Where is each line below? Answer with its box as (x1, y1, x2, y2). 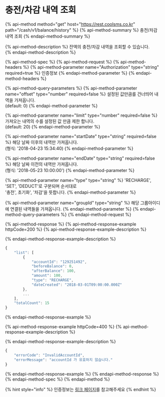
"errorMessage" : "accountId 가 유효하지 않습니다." (14, 357, 113, 362)
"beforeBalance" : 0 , (31, 264, 74, 269)
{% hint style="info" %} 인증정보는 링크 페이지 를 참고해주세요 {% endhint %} (5, 386, 156, 392)
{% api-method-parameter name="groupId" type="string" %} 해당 (5, 200, 139, 206)
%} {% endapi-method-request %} (61, 211, 132, 218)
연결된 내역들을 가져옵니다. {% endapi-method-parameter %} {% (10, 206, 139, 212)
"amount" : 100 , (31, 273, 63, 278)
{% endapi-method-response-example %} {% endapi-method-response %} (5, 371, 159, 377)
